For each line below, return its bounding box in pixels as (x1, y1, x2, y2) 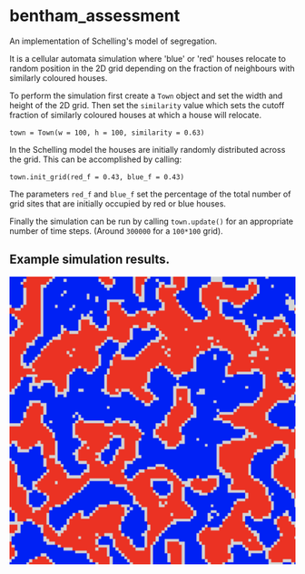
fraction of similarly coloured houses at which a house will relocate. (9, 109, 261, 120)
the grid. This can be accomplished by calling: (9, 154, 182, 165)
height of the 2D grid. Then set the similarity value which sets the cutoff (9, 99, 285, 110)
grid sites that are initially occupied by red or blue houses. (9, 197, 227, 209)
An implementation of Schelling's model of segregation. (9, 35, 218, 46)
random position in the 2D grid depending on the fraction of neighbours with (9, 63, 295, 74)
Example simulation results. (9, 252, 171, 267)
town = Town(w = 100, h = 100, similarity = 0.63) (9, 128, 205, 137)
